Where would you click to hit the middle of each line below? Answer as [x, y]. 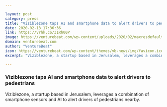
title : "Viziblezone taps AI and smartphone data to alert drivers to [80, 23]
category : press [22, 19]
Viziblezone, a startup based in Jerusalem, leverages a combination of [77, 94]
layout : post [19, 14]
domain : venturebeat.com [31, 42]
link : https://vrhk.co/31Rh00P [38, 33]
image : [12, 37]
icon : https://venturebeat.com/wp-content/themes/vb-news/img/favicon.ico [84, 51]
